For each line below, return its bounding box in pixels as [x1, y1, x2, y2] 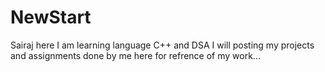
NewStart [10, 6, 92, 29]
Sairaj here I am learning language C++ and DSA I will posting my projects [10, 39, 315, 51]
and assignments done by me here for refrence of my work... [10, 49, 261, 61]
